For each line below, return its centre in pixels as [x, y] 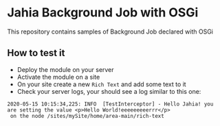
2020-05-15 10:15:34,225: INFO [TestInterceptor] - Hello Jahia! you [110, 104]
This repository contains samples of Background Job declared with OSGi [110, 32]
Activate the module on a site [58, 77]
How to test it [36, 53]
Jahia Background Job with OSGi [103, 13]
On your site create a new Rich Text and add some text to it [102, 84]
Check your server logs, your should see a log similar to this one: [109, 91]
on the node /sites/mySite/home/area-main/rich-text [87, 116]
